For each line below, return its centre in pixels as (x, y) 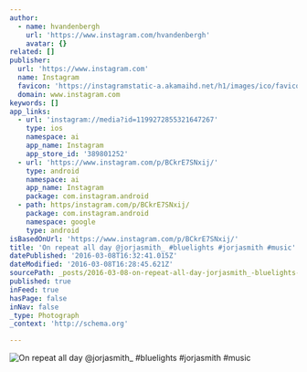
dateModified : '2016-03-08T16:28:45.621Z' (91, 265)
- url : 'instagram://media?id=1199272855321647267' (118, 120)
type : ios (45, 129)
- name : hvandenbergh (59, 27)
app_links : (30, 112)
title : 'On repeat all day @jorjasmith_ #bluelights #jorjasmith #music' (153, 248)
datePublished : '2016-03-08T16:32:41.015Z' (94, 256)
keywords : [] (34, 103)
